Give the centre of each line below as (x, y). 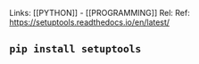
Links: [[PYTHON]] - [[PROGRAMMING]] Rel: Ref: (99, 13)
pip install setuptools (75, 49)
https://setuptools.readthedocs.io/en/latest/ (90, 22)
